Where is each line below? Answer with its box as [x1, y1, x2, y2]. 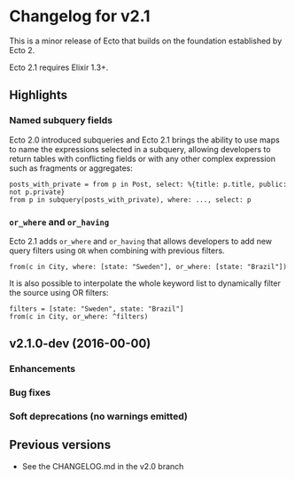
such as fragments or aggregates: [9, 162, 133, 174]
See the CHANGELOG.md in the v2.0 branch [21, 460, 184, 471]
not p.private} [9, 188, 66, 197]
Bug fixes [9, 387, 51, 399]
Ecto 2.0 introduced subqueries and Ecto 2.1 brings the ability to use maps [9, 135, 281, 145]
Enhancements [9, 363, 76, 375]
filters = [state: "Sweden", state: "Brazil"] [9, 304, 184, 313]
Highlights [9, 88, 68, 103]
